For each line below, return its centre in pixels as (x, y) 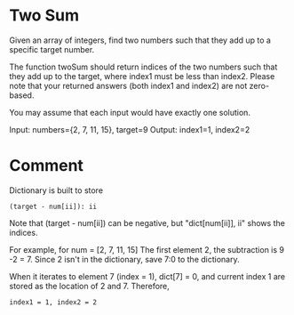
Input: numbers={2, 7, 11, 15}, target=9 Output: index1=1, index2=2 (130, 129)
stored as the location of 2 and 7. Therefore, (90, 286)
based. (22, 95)
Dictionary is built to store (56, 190)
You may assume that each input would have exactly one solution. (130, 112)
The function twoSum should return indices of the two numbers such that (143, 67)
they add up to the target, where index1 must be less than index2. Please (142, 76)
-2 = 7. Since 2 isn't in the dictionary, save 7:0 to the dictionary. (124, 259)
